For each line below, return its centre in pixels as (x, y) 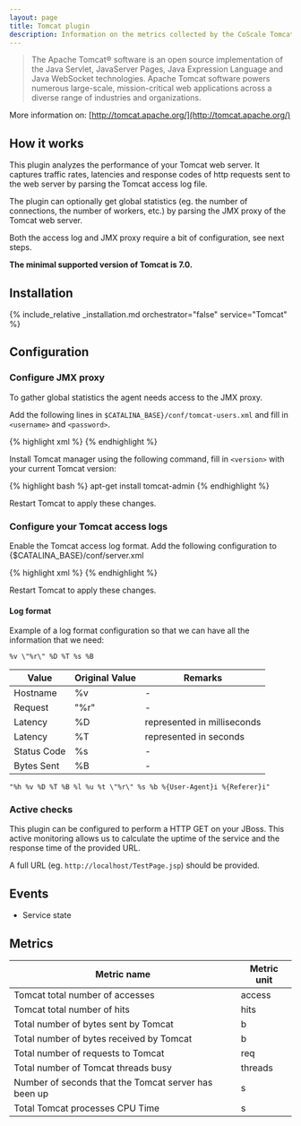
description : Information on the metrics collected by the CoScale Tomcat (152, 34)
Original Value (106, 678)
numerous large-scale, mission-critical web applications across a (151, 88)
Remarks (202, 678)
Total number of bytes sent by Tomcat (94, 1025)
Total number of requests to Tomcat (89, 1053)
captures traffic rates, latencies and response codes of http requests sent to (150, 175)
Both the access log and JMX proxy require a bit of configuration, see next (147, 238)
